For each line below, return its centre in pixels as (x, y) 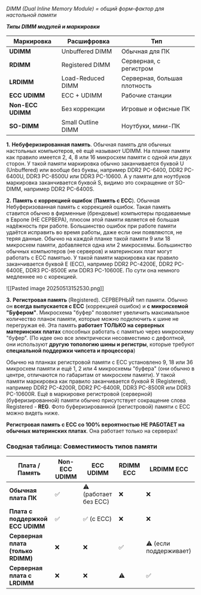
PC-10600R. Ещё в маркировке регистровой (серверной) (79, 394)
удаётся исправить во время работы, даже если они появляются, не (94, 232)
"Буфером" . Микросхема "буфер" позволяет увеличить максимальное (98, 312)
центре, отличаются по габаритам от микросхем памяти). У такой (91, 375)
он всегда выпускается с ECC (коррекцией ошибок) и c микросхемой (97, 306)
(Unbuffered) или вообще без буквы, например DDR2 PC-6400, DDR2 (95, 170)
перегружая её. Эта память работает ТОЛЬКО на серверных (85, 325)
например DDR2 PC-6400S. (59, 189)
